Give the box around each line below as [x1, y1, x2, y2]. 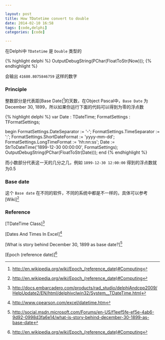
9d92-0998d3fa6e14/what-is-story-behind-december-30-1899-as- [12, 314, 150, 320]
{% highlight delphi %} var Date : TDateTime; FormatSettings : [5, 114, 131, 120]
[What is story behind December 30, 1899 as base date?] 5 [5, 240, 123, 247]
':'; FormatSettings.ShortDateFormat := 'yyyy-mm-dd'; [5, 134, 115, 140]
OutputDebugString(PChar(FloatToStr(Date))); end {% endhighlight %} [5, 149, 148, 155]
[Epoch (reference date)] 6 [5, 251, 57, 257]
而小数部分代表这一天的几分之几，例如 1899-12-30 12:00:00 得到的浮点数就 [5, 160, 157, 166]
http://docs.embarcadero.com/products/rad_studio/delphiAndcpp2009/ [12, 284, 158, 290]
